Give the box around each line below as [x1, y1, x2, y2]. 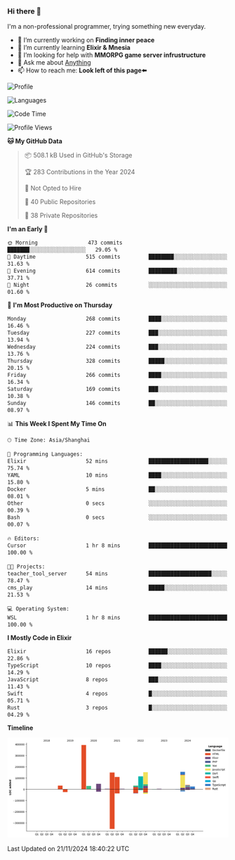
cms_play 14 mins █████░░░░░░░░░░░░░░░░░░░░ [7, 584, 228, 591]
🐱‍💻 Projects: [7, 563, 46, 570]
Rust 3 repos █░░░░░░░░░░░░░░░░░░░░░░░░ [7, 705, 228, 712]
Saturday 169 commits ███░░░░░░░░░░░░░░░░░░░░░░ [7, 386, 228, 393]
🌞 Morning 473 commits [7, 239, 123, 247]
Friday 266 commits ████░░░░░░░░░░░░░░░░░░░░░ [7, 372, 228, 379]
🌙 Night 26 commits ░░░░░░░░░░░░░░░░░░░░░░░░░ [7, 281, 228, 289]
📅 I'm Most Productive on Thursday [7, 301, 113, 309]
